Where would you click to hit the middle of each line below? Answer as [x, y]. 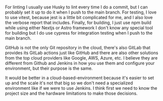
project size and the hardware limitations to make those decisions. [71, 93]
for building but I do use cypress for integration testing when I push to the [79, 33]
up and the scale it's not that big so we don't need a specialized [69, 83]
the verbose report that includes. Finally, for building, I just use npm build [78, 22]
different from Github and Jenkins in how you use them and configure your [80, 63]
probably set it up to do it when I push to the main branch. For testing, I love [81, 12]
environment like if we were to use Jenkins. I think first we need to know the [81, 88]
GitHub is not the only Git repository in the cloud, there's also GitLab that [78, 48]
